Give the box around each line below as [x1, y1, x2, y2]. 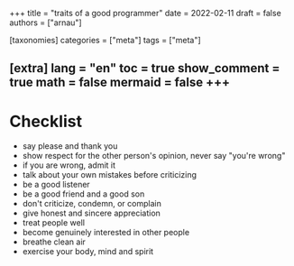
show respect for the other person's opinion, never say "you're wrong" [22, 151, 286, 161]
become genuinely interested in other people [22, 227, 190, 238]
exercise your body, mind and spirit [22, 246, 154, 257]
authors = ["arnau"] [9, 17, 83, 28]
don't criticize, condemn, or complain [22, 198, 162, 209]
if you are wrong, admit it [22, 160, 115, 170]
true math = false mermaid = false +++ [9, 75, 230, 90]
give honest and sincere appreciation [22, 207, 161, 219]
